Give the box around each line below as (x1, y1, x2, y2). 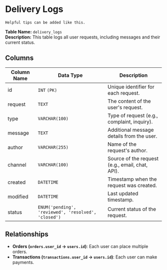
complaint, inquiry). (107, 118, 153, 125)
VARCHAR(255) (38, 144, 69, 150)
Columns (5, 54, 34, 62)
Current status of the (107, 206, 157, 213)
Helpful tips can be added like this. (5, 20, 85, 25)
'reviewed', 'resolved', (38, 209, 97, 215)
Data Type (58, 71, 83, 78)
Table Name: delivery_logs (5, 28, 62, 34)
